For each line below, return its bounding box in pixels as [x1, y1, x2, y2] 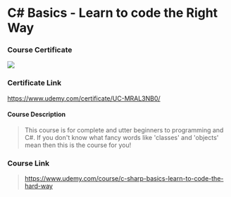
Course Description [7, 110, 65, 119]
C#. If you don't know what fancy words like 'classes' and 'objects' [24, 133, 219, 141]
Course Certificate [7, 45, 73, 55]
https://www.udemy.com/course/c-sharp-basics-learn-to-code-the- [24, 174, 224, 183]
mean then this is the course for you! [24, 141, 132, 149]
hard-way [24, 182, 53, 191]
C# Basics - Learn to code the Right [7, 5, 218, 21]
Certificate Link [7, 78, 62, 88]
